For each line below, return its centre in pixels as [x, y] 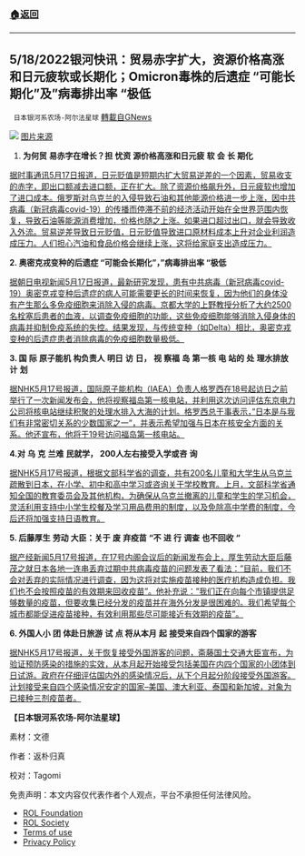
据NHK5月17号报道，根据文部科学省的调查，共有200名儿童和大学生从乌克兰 [151, 473]
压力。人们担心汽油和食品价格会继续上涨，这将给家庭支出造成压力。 [144, 244]
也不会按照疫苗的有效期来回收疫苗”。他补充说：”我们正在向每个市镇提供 [152, 591]
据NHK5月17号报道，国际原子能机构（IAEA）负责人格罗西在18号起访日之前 [149, 389]
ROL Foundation [53, 813]
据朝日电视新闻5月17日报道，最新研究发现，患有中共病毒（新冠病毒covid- [147, 282]
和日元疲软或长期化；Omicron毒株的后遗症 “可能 [146, 76]
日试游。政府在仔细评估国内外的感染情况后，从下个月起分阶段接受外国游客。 [152, 676]
